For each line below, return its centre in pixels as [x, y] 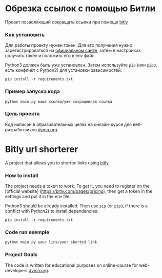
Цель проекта [22, 114]
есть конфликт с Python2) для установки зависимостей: [63, 70]
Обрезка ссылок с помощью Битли [80, 9]
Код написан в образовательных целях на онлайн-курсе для [68, 124]
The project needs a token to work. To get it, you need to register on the [77, 186]
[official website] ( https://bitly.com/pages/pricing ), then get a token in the [79, 191]
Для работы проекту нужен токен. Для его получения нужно [69, 45]
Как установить [25, 35]
